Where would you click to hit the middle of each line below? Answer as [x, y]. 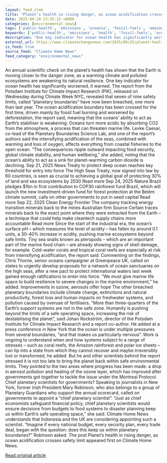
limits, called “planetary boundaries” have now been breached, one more [80, 102]
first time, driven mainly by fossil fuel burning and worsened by [70, 113]
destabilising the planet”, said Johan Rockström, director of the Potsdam [79, 319]
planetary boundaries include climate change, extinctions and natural [76, 292]
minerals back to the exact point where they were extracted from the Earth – [83, 213]
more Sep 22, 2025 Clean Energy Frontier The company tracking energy [79, 203]
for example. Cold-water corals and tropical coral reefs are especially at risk [83, 250]
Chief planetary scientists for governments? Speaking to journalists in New [82, 382]
